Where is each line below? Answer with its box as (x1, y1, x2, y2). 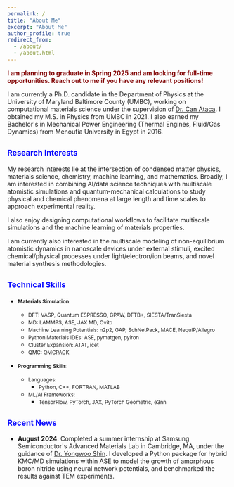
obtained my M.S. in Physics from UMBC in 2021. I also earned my (7, 112, 199, 120)
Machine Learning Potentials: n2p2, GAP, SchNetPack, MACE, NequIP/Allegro (27, 327, 216, 334)
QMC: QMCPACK (27, 349, 70, 356)
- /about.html (13, 50, 55, 57)
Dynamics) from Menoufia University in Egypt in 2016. (7, 127, 164, 136)
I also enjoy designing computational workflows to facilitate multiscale (7, 215, 210, 224)
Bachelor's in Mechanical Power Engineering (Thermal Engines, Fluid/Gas (7, 120, 221, 128)
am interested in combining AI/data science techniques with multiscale (7, 179, 212, 188)
